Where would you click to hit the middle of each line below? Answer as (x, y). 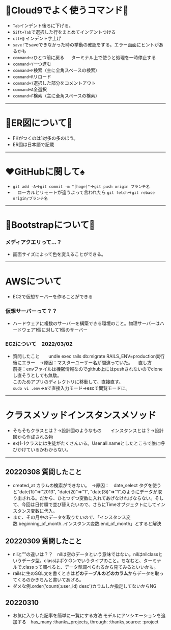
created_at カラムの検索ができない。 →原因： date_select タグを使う (87, 485)
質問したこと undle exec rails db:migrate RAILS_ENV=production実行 (89, 356)
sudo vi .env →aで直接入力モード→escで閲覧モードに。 (71, 388)
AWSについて (34, 282)
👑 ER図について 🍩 (39, 123)
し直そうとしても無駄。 (37, 375)
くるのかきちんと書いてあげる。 (50, 580)
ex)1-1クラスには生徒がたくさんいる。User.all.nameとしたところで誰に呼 (89, 443)
